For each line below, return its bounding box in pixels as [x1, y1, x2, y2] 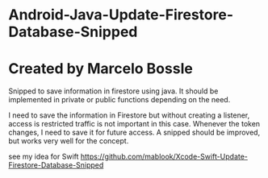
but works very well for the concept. [8, 136, 129, 146]
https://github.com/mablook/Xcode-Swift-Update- [80, 151, 249, 162]
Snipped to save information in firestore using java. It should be [8, 86, 219, 96]
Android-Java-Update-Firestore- [8, 6, 234, 24]
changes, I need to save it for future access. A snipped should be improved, [8, 127, 261, 138]
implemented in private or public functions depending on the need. [8, 95, 231, 105]
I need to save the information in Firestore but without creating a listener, [8, 110, 250, 120]
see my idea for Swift [8, 151, 79, 162]
